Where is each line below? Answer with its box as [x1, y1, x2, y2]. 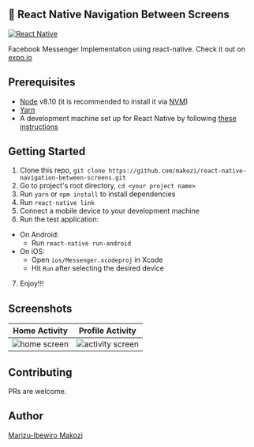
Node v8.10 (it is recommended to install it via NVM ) [19, 97, 189, 106]
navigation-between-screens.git [19, 174, 126, 182]
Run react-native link [19, 198, 95, 207]
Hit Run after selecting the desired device [31, 263, 164, 273]
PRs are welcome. [8, 387, 67, 396]
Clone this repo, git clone [19, 165, 106, 175]
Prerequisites [8, 76, 76, 89]
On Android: [19, 230, 59, 240]
